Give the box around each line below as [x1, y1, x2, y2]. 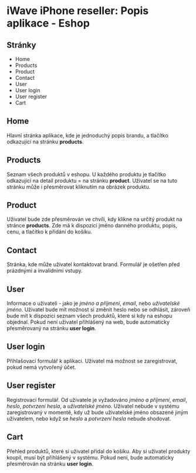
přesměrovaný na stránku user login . [6, 325, 96, 332]
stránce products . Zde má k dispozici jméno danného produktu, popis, [6, 222, 178, 229]
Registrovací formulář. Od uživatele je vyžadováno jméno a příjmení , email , [6, 396, 187, 403]
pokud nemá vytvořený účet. [6, 363, 76, 371]
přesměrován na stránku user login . [6, 460, 93, 467]
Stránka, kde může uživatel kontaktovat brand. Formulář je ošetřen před [6, 261, 180, 268]
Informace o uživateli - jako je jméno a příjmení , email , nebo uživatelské [6, 300, 180, 307]
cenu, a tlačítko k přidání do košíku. [6, 228, 93, 236]
